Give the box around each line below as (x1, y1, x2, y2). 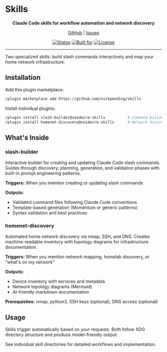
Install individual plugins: (5, 105, 56, 111)
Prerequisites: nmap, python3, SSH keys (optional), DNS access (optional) (5, 299, 158, 305)
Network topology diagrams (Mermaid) (12, 284, 92, 290)
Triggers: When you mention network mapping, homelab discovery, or (5, 254, 150, 260)
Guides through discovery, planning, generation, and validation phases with (5, 165, 160, 171)
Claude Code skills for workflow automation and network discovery (12, 20, 155, 26)
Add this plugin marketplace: (5, 86, 64, 93)
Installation (5, 73, 41, 82)
